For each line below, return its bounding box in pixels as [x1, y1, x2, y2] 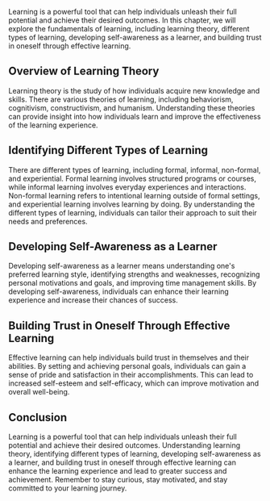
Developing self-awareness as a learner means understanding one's [8, 261, 235, 271]
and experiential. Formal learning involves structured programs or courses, [8, 173, 256, 183]
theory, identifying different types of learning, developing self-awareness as [8, 449, 261, 459]
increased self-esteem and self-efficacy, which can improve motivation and [8, 378, 260, 388]
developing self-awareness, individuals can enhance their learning [8, 286, 230, 297]
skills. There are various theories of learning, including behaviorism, [8, 94, 234, 104]
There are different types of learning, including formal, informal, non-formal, [8, 165, 261, 174]
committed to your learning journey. [8, 483, 127, 493]
